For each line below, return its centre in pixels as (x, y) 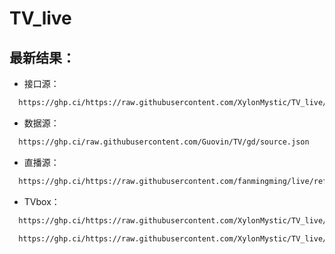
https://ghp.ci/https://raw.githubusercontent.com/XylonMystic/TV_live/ (173, 238)
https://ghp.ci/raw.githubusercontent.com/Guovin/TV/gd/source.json (164, 142)
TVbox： (42, 201)
